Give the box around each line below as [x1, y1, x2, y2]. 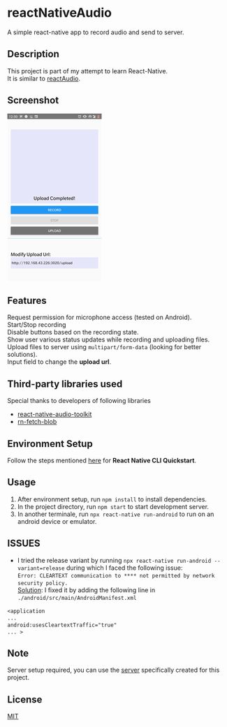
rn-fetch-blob [17, 418, 57, 426]
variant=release [17, 564, 65, 572]
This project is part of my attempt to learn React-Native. [7, 66, 168, 75]
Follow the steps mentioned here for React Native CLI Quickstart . [7, 456, 197, 464]
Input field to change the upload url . [7, 358, 112, 366]
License [7, 693, 43, 705]
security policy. [17, 580, 68, 587]
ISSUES [7, 538, 41, 550]
